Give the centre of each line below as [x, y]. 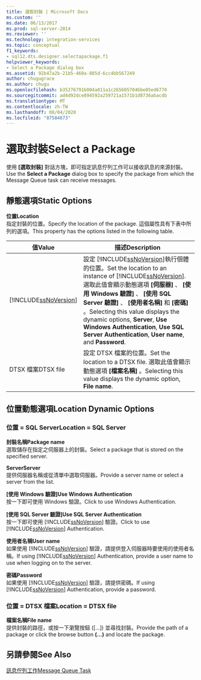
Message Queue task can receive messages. [62, 180]
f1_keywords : [22, 51]
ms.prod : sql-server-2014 [38, 29]
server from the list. [31, 481]
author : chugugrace [31, 79]
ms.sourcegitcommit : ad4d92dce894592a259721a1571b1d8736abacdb [87, 95]
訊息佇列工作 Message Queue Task [49, 670]
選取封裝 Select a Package [71, 149]
